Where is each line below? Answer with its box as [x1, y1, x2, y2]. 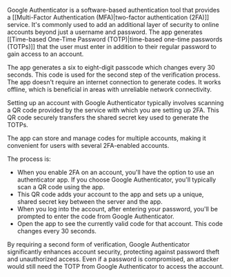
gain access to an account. [7, 50, 84, 58]
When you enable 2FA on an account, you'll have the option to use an [17, 169, 214, 176]
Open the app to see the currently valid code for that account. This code [17, 220, 223, 227]
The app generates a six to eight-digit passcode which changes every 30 [7, 64, 215, 71]
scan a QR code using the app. [17, 183, 105, 191]
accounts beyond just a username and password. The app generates [7, 28, 203, 36]
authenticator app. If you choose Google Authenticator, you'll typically [17, 175, 217, 184]
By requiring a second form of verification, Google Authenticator [7, 240, 190, 248]
